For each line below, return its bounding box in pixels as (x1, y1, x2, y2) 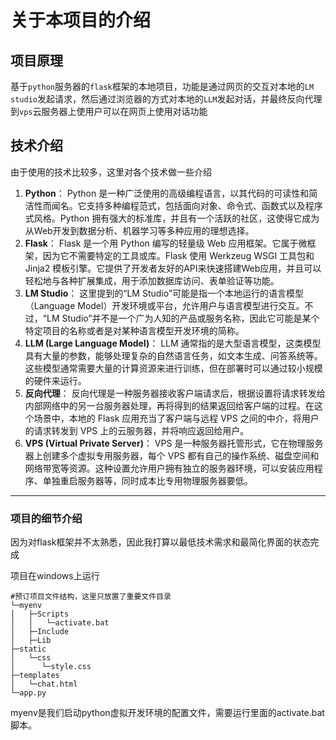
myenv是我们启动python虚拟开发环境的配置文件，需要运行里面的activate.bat (10, 707, 325, 719)
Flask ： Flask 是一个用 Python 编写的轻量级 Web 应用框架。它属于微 (24, 237, 308, 249)
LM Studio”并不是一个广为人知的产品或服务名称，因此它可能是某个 (46, 312, 320, 324)
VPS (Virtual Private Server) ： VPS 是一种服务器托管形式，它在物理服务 (24, 437, 324, 449)
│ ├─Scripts (10, 609, 70, 620)
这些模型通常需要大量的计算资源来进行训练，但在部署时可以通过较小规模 (24, 362, 323, 374)
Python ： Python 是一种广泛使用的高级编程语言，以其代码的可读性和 (24, 187, 310, 199)
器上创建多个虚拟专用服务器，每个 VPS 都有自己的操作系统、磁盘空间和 (24, 449, 320, 461)
